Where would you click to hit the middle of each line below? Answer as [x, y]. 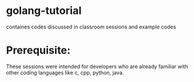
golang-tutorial [44, 11]
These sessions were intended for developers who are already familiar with [97, 66]
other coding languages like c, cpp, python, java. [65, 72]
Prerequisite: [38, 50]
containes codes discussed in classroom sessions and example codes [91, 27]
